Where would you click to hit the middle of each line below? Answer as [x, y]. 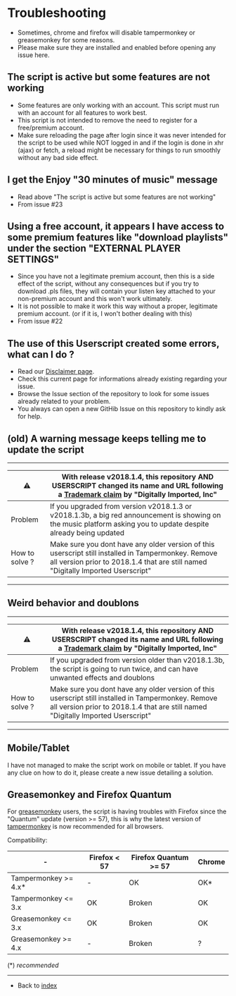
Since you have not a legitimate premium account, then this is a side [116, 276]
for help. [29, 417]
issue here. [34, 55]
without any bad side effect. [58, 157]
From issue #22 [40, 321]
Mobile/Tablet [39, 748]
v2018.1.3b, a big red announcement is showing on [136, 515]
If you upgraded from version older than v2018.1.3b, [137, 660]
